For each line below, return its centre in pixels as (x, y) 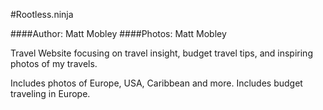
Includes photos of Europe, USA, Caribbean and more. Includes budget (156, 83)
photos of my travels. (54, 63)
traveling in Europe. (50, 93)
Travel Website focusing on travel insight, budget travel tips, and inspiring (161, 53)
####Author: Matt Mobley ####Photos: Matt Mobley (118, 33)
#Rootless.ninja (42, 14)
